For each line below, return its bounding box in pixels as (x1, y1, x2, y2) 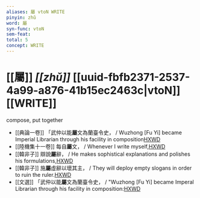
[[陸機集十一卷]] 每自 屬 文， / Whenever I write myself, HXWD (14, 142, 166, 150)
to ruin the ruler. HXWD (14, 171, 72, 178)
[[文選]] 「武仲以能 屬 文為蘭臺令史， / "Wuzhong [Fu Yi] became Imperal (14, 178, 194, 185)
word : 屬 (6, 20, 27, 26)
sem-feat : (6, 31, 31, 37)
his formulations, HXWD (14, 157, 73, 164)
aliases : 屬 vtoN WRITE (6, 8, 65, 15)
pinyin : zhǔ (6, 14, 36, 21)
